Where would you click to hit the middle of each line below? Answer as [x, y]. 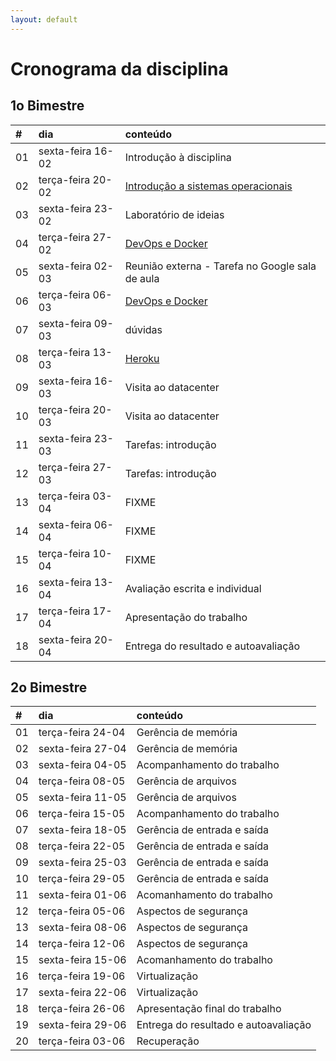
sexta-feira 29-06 [82, 1025]
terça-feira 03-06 [82, 1041]
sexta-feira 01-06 [82, 895]
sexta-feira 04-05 [82, 765]
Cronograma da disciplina [119, 68]
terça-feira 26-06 [82, 1009]
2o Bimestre [49, 687]
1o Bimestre [47, 106]
